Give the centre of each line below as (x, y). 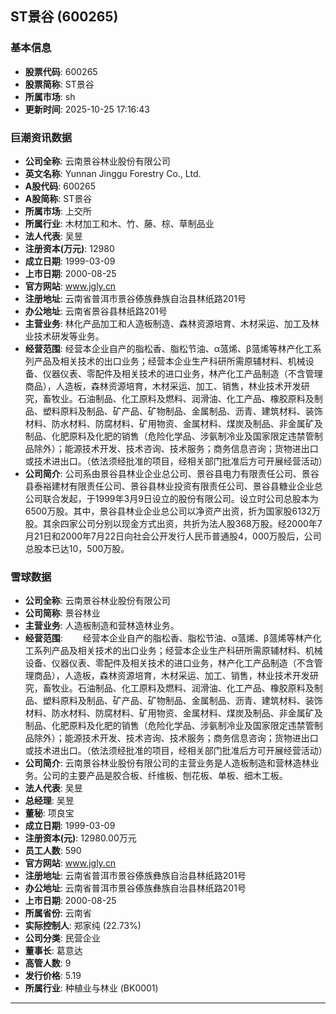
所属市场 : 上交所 (58, 211)
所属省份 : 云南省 (58, 913)
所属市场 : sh (50, 96)
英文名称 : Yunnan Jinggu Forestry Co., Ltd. (113, 173)
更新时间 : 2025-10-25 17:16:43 (87, 109)
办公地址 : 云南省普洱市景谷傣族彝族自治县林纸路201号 (135, 888)
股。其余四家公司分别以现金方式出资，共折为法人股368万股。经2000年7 (173, 523)
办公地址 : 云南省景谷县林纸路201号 (96, 311)
